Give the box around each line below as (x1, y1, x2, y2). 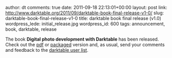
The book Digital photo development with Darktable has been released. (5, 36, 159, 42)
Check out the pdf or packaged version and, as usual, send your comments (5, 42, 165, 48)
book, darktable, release (5, 26, 57, 32)
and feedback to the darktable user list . (5, 47, 89, 53)
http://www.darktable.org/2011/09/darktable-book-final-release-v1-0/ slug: (5, 10, 164, 16)
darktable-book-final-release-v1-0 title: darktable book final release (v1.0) (5, 15, 162, 21)
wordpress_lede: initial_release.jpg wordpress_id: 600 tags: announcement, (5, 21, 165, 27)
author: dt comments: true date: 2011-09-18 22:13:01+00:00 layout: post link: (5, 5, 167, 10)
